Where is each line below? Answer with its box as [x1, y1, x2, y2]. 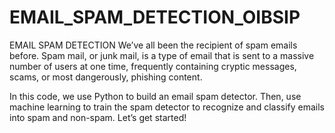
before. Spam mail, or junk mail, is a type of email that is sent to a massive [9, 49, 315, 61]
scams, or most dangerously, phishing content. [9, 71, 203, 83]
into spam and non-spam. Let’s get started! [9, 111, 187, 123]
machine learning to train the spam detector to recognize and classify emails [9, 101, 325, 113]
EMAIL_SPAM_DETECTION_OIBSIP [9, 6, 301, 29]
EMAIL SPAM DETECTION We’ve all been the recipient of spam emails [9, 39, 298, 51]
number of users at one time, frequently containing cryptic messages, [9, 60, 297, 72]
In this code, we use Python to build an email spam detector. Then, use [9, 90, 302, 102]
